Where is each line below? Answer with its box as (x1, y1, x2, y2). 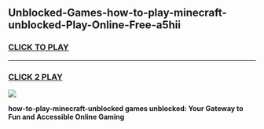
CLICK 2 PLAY (8, 71, 63, 82)
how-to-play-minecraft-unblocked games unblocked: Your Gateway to (8, 103, 244, 113)
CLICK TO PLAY (8, 42, 69, 53)
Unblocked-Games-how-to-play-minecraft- (8, 6, 227, 20)
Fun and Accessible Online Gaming (8, 112, 125, 121)
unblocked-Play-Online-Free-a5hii (8, 19, 181, 32)
